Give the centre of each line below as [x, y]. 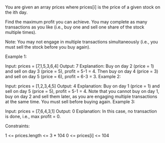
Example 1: [16, 57]
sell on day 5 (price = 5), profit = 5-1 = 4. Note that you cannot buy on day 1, [82, 91]
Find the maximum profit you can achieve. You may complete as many [76, 22]
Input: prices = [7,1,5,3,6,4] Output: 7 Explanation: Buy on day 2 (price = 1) [80, 66]
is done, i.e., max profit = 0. [33, 116]
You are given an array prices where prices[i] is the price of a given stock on [83, 7]
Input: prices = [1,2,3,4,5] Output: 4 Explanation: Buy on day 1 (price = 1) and [82, 86]
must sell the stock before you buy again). [48, 47]
